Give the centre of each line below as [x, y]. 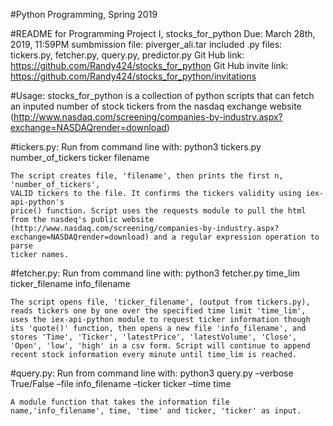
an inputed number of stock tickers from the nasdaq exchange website [156, 106]
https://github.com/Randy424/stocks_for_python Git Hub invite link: [149, 65]
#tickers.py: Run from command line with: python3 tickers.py [136, 147]
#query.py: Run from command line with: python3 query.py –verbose [152, 373]
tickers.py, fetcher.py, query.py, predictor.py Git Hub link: [127, 55]
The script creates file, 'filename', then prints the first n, [147, 176]
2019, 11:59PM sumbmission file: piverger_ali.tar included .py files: [146, 44]
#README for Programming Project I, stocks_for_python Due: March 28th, [163, 33]
